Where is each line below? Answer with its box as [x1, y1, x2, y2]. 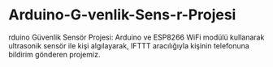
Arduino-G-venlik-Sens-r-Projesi [8, 6, 236, 24]
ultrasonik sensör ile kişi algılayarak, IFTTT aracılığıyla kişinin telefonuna [8, 40, 249, 50]
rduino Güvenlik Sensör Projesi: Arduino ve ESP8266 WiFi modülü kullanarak [8, 32, 265, 42]
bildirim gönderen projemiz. [8, 49, 101, 59]
